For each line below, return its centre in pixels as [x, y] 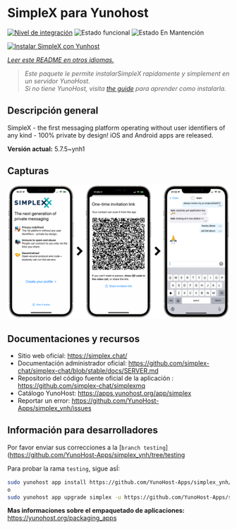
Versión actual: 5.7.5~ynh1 [46, 149]
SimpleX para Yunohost [78, 13]
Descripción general [53, 111]
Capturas [28, 171]
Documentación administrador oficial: [72, 363]
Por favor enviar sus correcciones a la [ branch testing [86, 447]
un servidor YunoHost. [57, 81]
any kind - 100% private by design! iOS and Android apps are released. [110, 135]
